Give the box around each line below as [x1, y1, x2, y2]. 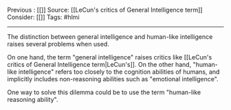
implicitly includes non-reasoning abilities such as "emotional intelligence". [7, 75, 219, 83]
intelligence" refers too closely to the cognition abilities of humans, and [18, 68, 220, 76]
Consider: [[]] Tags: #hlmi [7, 13, 80, 21]
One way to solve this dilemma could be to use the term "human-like [7, 88, 201, 96]
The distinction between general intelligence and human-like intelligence [7, 33, 213, 40]
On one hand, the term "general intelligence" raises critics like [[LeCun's [7, 53, 212, 61]
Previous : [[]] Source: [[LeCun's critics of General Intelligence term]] [7, 6, 203, 14]
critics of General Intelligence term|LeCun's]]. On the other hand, [7, 61, 192, 68]
